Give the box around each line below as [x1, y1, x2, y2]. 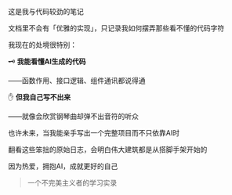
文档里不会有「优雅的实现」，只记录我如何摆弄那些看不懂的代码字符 [8, 23, 225, 33]
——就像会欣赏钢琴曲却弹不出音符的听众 [8, 112, 139, 121]
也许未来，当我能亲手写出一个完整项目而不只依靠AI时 [8, 128, 180, 137]
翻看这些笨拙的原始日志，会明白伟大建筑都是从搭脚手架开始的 [8, 145, 208, 154]
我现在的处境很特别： [8, 40, 77, 49]
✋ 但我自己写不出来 [8, 92, 71, 102]
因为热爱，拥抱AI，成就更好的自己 [8, 161, 118, 171]
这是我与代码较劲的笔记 [8, 7, 84, 16]
